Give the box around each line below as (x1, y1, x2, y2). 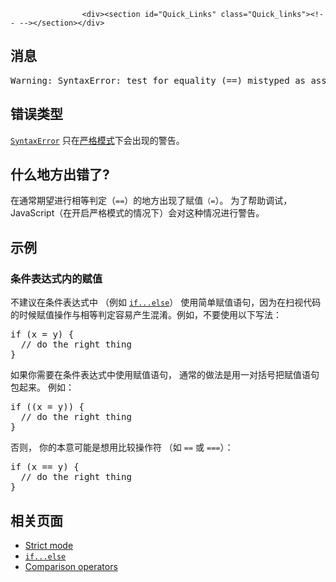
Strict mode (24, 539, 74, 551)
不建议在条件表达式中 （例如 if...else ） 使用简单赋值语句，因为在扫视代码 (10, 296, 322, 309)
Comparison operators (24, 560, 118, 572)
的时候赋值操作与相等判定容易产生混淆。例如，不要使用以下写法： (10, 309, 282, 321)
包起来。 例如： (10, 381, 75, 394)
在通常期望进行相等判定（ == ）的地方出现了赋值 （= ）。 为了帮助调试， (10, 195, 293, 207)
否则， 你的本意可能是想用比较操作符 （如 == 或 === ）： (10, 441, 234, 454)
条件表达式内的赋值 (10, 271, 103, 285)
